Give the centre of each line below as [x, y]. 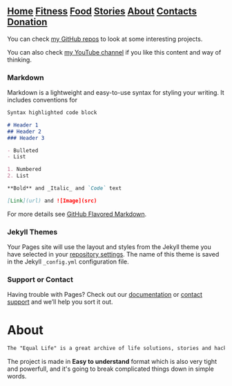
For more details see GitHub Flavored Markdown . [77, 214]
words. [17, 376]
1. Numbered [24, 169]
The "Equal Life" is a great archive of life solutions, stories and [109, 349]
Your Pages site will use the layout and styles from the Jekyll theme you [109, 247]
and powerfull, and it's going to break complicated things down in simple [110, 369]
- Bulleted [23, 150]
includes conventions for [42, 100]
